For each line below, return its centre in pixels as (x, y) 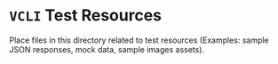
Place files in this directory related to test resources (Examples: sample (139, 40)
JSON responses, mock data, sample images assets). (107, 49)
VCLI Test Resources (86, 16)
